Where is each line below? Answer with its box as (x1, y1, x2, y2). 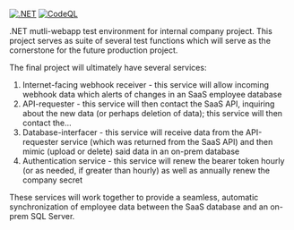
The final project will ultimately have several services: (9, 63, 207, 72)
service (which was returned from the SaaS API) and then (60, 137, 273, 147)
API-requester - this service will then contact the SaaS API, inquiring (22, 98, 275, 109)
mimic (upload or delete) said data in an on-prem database (22, 146, 240, 157)
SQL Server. (30, 211, 75, 221)
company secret (22, 175, 83, 185)
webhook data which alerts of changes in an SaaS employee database (22, 89, 282, 99)
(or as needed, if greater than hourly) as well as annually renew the (22, 166, 271, 175)
